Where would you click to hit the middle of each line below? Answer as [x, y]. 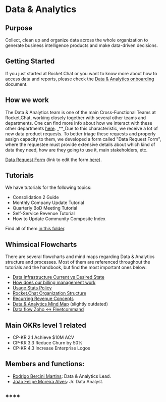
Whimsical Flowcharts [41, 244]
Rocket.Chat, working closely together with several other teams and [76, 118]
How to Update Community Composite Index [59, 219]
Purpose [19, 28]
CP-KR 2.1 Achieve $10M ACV [43, 337]
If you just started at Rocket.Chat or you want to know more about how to [81, 73]
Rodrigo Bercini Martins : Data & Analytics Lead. [62, 376]
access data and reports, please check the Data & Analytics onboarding [80, 79]
